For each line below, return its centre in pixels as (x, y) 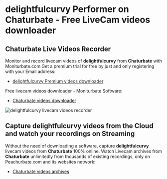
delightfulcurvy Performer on (67, 9)
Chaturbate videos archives (41, 171)
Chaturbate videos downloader (44, 100)
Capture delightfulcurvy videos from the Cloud (79, 126)
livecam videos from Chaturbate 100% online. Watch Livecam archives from (83, 151)
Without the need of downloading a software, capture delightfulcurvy (77, 145)
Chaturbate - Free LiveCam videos (78, 20)
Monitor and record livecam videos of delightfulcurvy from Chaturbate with (84, 61)
